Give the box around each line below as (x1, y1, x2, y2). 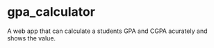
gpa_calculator (7, 4, 96, 20)
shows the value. (7, 34, 56, 42)
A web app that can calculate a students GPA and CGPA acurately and (7, 27, 208, 35)
